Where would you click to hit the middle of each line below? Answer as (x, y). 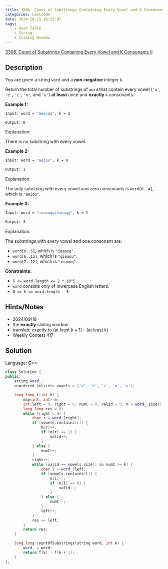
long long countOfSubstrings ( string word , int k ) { (69, 543)
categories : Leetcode (28, 14)
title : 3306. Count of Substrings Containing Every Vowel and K (73, 10)
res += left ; (45, 520)
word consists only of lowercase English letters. (61, 286)
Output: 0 (15, 122)
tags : (11, 24)
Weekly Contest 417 (33, 335)
